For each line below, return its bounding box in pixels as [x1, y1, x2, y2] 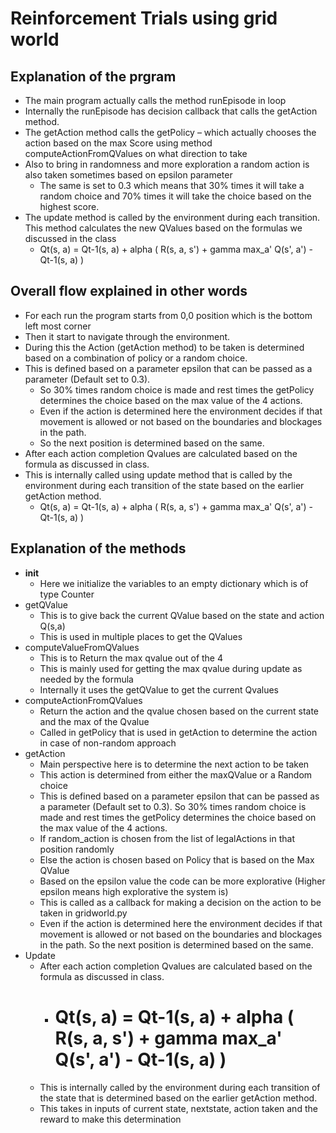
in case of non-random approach [39, 737, 177, 749]
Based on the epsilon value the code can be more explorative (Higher [39, 875, 326, 887]
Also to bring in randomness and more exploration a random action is [24, 158, 310, 170]
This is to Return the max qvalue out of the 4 [39, 652, 224, 664]
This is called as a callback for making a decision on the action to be [39, 896, 322, 908]
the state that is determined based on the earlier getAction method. [39, 1092, 318, 1104]
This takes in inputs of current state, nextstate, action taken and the [39, 1102, 318, 1114]
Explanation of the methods [10, 540, 187, 557]
